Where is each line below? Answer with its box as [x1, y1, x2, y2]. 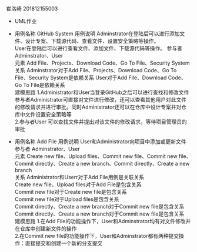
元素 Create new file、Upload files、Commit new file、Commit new [14, 153, 178, 160]
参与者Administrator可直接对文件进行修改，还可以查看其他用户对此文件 [14, 96, 187, 103]
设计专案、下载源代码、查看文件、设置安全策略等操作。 [25, 38, 159, 44]
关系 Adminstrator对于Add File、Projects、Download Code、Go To [14, 67, 177, 73]
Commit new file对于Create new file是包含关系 [14, 189, 128, 195]
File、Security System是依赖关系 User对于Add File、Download [14, 74, 167, 81]
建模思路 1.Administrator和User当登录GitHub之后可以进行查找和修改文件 [14, 89, 189, 96]
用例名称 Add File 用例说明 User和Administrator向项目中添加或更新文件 [14, 138, 186, 145]
